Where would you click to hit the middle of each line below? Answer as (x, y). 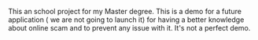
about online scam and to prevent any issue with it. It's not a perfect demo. (129, 28)
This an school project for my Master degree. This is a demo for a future (125, 11)
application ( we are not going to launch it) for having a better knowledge (126, 20)
